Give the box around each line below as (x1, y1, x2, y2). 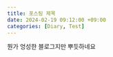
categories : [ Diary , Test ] (7, 23, 85, 30)
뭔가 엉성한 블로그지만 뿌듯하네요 (7, 43, 96, 51)
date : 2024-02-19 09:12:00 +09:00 (7, 16, 107, 23)
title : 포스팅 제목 (7, 10, 56, 17)
